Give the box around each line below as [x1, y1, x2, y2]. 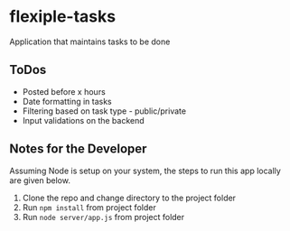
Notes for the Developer [9, 142, 147, 157]
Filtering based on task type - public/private [22, 106, 187, 116]
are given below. [9, 174, 70, 186]
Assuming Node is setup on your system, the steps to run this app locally [9, 165, 282, 176]
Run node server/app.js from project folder [22, 211, 185, 222]
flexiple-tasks [9, 6, 116, 27]
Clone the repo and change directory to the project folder [22, 192, 237, 203]
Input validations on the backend [22, 115, 145, 125]
